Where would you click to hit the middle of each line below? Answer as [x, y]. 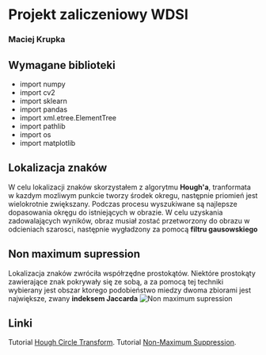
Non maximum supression [74, 254]
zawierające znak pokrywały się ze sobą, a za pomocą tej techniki [116, 281]
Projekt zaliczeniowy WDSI [98, 15]
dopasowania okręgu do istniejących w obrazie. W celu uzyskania [116, 212]
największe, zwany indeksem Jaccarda [73, 298]
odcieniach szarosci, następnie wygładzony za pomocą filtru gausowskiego [133, 229]
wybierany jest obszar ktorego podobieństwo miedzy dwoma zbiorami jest [130, 290]
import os [35, 134]
